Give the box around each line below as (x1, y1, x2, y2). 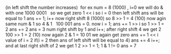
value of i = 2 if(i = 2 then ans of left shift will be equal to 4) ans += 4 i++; (5, 37, 160, 43)
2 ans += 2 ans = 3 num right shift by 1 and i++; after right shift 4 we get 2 (5, 26, 161, 32)
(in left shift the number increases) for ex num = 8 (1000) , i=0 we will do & (5, 5, 164, 10)
